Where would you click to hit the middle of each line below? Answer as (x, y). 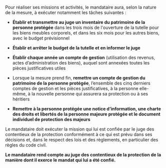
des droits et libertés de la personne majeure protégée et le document (86, 114)
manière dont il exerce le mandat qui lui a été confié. (60, 160)
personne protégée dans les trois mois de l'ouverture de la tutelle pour (85, 27)
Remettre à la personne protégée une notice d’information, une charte (87, 109)
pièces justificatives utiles (39, 68)
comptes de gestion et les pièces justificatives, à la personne (75, 88)
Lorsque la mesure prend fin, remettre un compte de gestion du (79, 78)
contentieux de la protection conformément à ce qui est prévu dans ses (79, 134)
